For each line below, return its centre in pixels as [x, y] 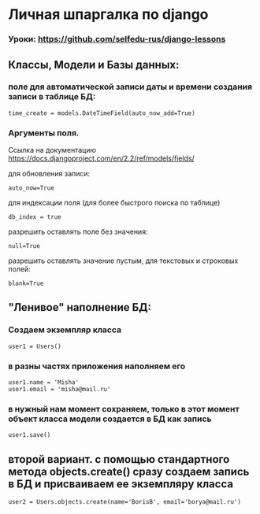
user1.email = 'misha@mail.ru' [59, 390]
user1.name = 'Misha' [44, 383]
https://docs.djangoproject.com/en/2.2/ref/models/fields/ [101, 158]
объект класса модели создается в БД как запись [110, 419]
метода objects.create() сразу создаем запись [129, 471]
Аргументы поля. [44, 133]
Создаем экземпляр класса [65, 330]
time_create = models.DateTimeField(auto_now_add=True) [102, 113]
